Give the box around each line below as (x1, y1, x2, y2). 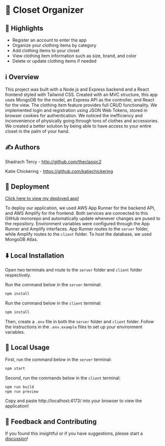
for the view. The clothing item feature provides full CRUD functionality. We (5, 102, 158, 108)
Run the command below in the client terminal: (5, 300, 102, 306)
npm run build (5, 384, 34, 389)
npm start (5, 366, 26, 371)
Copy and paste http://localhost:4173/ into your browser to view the (5, 398, 142, 404)
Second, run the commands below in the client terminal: (5, 375, 121, 381)
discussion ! (5, 436, 29, 442)
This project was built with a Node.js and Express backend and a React (5, 86, 149, 92)
